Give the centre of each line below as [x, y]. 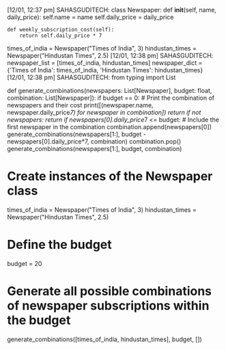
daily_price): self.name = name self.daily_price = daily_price [90, 17]
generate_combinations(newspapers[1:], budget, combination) [95, 149]
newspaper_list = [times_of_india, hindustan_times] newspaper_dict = [105, 63]
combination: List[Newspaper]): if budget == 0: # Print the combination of [111, 98]
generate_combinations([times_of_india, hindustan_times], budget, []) [105, 339]
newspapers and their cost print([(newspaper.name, [80, 105]
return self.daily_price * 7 [61, 36]
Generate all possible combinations [110, 292]
